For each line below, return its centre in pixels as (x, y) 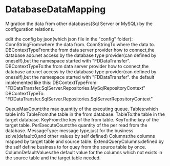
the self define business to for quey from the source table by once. (76, 147)
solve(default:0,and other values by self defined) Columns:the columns (80, 136)
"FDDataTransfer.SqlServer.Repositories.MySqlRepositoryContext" (76, 88)
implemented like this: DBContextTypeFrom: (52, 82)
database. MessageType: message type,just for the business (69, 130)
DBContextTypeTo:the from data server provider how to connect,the (77, 66)
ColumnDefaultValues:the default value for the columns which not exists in (84, 152)
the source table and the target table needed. (53, 158)
